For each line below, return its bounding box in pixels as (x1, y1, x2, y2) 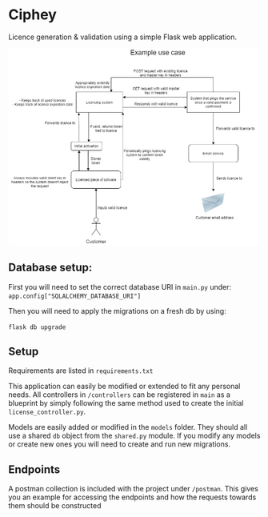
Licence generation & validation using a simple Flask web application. (8, 32, 238, 42)
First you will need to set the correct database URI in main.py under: (8, 282, 232, 291)
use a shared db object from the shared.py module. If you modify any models (8, 431, 261, 441)
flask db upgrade (8, 323, 66, 331)
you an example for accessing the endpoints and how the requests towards (8, 492, 257, 502)
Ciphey (8, 6, 58, 24)
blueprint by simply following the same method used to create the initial (8, 399, 244, 408)
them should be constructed (8, 501, 102, 511)
